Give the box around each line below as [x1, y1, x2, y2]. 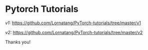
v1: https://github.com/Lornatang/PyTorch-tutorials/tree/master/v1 [5, 20, 141, 26]
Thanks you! [5, 39, 31, 45]
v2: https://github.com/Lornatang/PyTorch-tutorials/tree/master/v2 [5, 29, 143, 35]
